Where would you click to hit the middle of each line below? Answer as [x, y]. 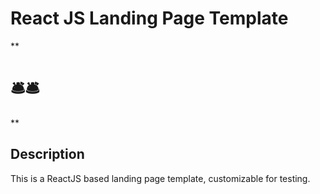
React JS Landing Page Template [149, 18]
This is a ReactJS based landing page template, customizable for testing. [160, 178]
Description [47, 154]
